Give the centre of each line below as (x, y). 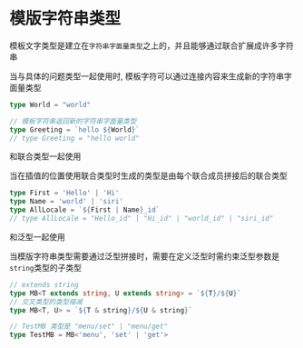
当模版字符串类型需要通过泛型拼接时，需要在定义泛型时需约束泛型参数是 (144, 256)
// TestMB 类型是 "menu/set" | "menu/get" (89, 327)
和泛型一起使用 (37, 236)
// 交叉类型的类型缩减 (46, 302)
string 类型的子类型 (45, 267)
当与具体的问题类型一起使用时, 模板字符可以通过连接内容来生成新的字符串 (147, 76)
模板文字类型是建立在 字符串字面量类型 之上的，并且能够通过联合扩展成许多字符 (152, 45)
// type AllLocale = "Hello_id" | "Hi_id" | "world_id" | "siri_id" (142, 219)
